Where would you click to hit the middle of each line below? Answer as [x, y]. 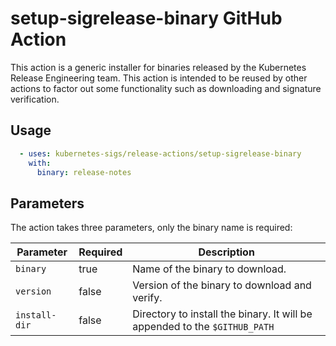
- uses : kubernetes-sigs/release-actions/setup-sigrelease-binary [160, 153]
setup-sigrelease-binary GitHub [146, 18]
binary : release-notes [84, 172]
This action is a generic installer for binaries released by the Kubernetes [158, 67]
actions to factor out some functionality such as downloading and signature [166, 88]
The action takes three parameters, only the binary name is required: [151, 228]
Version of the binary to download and [222, 285]
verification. [35, 99]
